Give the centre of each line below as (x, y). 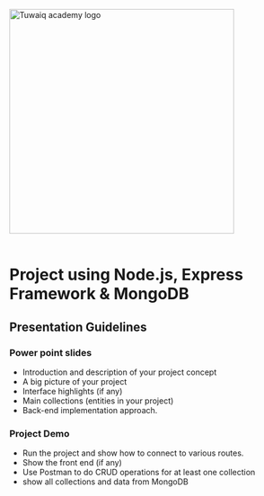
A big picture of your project (75, 381)
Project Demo (40, 433)
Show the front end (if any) (72, 463)
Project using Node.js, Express (127, 275)
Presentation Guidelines (78, 327)
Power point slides (51, 352)
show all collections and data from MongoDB (105, 482)
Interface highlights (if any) (72, 391)
